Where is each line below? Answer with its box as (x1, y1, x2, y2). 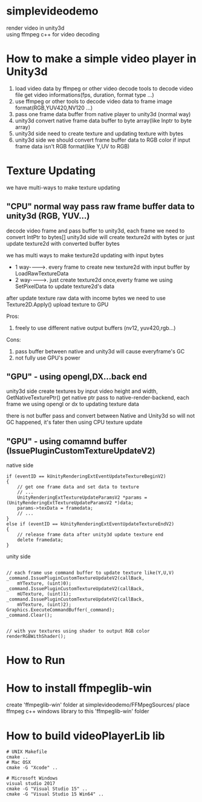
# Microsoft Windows (6, 775, 59, 781)
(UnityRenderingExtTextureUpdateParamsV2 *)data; (6, 500, 134, 506)
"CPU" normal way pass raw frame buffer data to (6, 202, 195, 212)
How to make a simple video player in (6, 52, 197, 66)
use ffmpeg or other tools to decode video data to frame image (15, 97, 172, 105)
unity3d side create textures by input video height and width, (6, 387, 158, 395)
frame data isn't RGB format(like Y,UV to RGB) (15, 142, 130, 150)
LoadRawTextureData (15, 269, 69, 277)
